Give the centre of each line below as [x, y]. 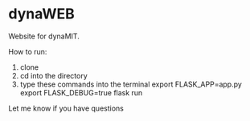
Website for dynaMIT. [44, 36]
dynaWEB [41, 14]
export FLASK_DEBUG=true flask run [81, 92]
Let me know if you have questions [66, 108]
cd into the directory [54, 75]
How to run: [28, 51]
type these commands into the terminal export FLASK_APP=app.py [131, 84]
